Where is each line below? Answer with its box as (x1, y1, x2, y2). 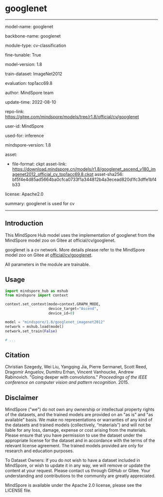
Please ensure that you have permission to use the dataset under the (5, 432, 143, 439)
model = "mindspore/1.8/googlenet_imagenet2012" (5, 320, 105, 325)
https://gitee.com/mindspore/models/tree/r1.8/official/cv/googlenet (5, 114, 139, 119)
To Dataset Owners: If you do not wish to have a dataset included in (5, 458, 141, 463)
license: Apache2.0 (5, 191, 44, 197)
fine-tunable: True (5, 52, 41, 57)
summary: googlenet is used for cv (5, 200, 75, 206)
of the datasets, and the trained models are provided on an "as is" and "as (5, 412, 153, 418)
